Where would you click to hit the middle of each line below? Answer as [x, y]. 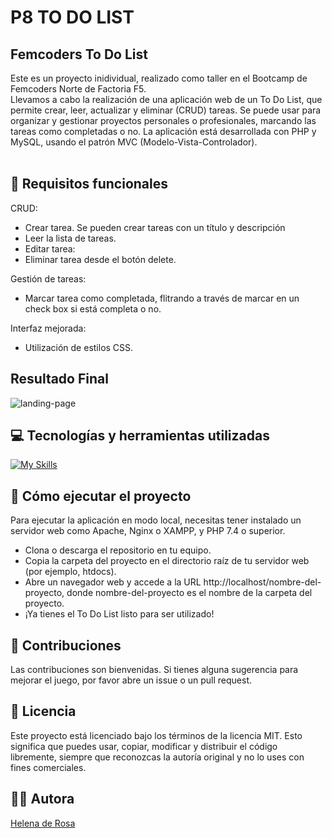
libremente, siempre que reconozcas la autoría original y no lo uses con [157, 757]
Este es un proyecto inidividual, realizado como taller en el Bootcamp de [159, 78]
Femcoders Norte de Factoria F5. [78, 89]
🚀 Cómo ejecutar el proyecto [101, 496]
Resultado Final [59, 379]
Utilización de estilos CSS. [79, 347]
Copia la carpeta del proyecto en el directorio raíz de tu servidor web [167, 561]
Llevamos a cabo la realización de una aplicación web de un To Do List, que [166, 99]
